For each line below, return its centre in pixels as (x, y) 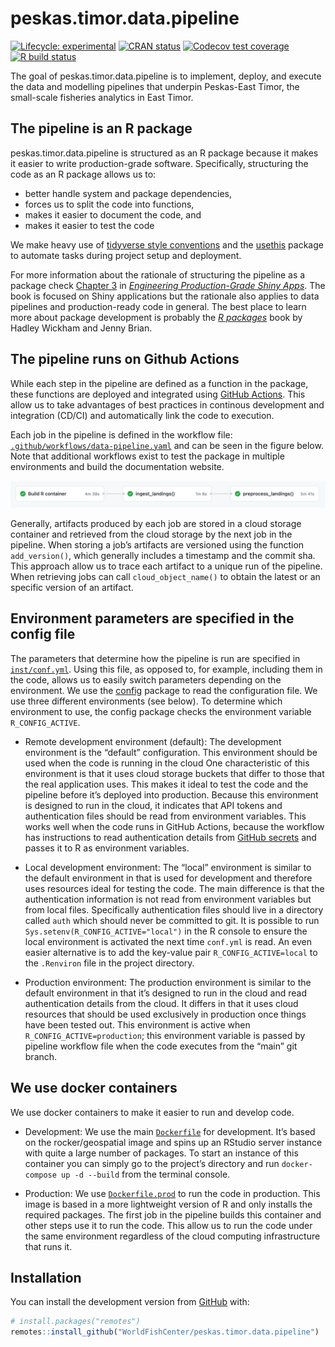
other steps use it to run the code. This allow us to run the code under (168, 1225)
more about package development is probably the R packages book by (156, 317)
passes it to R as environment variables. (107, 848)
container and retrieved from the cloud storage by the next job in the (151, 534)
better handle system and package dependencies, (128, 193)
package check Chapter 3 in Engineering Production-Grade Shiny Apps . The (168, 285)
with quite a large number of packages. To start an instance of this (161, 1153)
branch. (41, 1056)
